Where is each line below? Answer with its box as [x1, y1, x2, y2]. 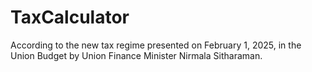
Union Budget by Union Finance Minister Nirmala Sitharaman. [10, 49, 263, 61]
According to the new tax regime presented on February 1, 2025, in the [10, 39, 302, 51]
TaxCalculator [10, 6, 130, 29]
